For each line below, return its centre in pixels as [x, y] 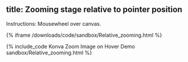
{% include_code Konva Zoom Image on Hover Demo [71, 46]
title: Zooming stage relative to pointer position [94, 10]
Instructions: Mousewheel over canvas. [54, 23]
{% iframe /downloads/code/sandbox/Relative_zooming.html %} [84, 35]
